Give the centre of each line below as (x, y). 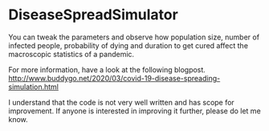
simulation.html (33, 87)
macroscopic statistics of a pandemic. (71, 54)
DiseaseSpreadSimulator (93, 15)
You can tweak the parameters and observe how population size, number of (134, 37)
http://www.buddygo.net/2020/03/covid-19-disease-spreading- (114, 78)
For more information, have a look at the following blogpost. (107, 69)
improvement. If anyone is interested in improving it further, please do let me (134, 111)
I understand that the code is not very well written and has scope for (121, 102)
